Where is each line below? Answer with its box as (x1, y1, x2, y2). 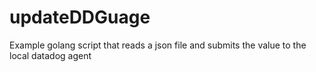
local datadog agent (9, 49, 92, 61)
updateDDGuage (9, 6, 151, 29)
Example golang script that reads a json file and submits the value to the (9, 39, 307, 51)
